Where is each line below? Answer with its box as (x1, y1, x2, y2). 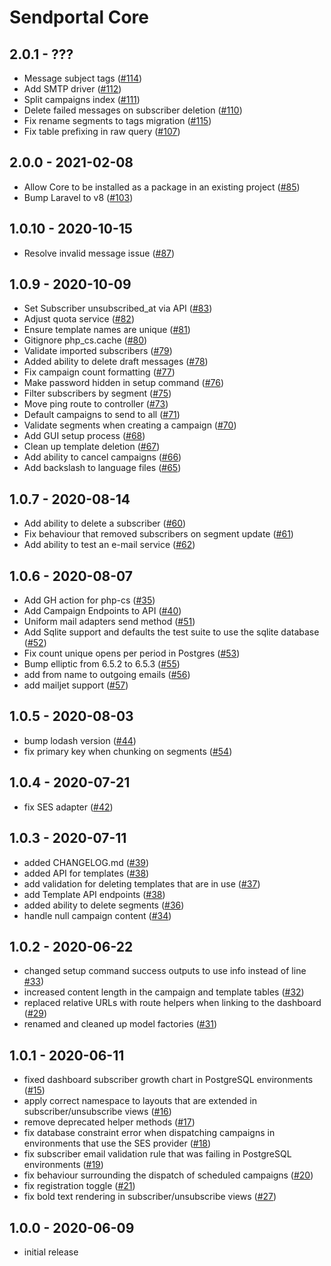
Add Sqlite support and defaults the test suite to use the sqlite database (23, 626, 320, 638)
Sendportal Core (9, 6, 150, 29)
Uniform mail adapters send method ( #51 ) (23, 616, 196, 628)
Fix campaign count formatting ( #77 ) (23, 366, 176, 378)
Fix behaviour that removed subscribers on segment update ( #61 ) (23, 528, 294, 540)
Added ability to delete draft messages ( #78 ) (23, 356, 209, 368)
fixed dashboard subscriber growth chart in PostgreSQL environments (23, 1074, 314, 1086)
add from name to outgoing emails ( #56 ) (23, 669, 191, 681)
